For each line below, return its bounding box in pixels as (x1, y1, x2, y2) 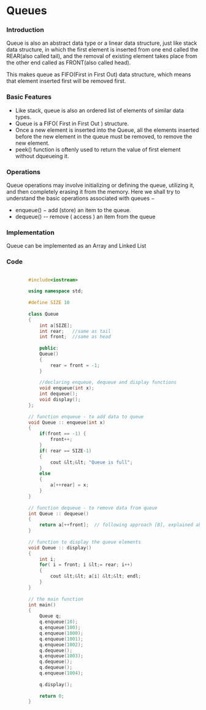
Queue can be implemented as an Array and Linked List (6, 242, 147, 250)
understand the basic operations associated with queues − (6, 194, 155, 202)
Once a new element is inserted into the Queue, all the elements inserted (15, 126, 199, 134)
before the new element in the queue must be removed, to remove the (15, 132, 193, 140)
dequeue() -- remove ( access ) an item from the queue (15, 213, 156, 221)
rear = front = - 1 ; (50, 362, 100, 368)
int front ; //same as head (39, 334, 112, 340)
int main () (28, 601, 56, 608)
